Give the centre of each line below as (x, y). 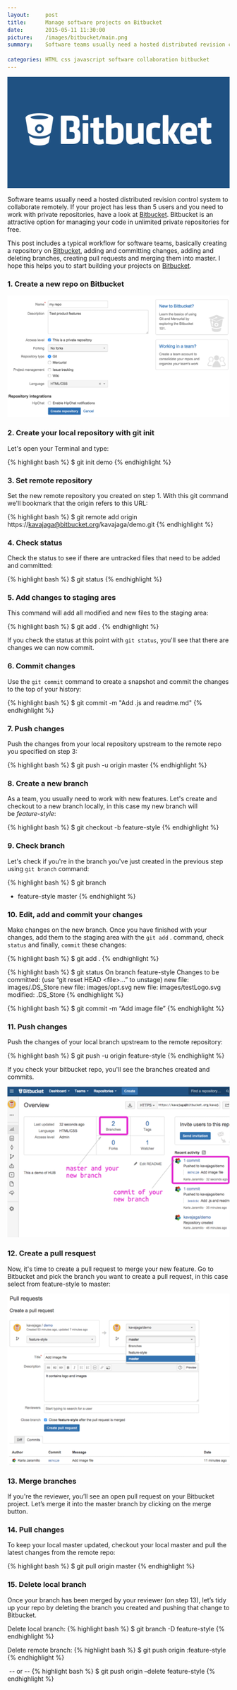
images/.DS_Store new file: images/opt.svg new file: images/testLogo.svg (114, 987)
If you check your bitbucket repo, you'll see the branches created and (109, 1070)
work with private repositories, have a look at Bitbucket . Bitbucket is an (110, 214)
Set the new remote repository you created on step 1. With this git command (118, 495)
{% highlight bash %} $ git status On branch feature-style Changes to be (114, 972)
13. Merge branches (42, 1481)
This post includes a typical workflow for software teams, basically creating (117, 243)
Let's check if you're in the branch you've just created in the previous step (115, 861)
